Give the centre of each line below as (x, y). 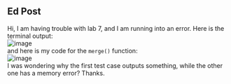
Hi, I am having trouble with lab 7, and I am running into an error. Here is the (116, 28)
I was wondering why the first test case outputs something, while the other (115, 65)
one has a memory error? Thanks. (56, 73)
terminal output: (30, 36)
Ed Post (24, 12)
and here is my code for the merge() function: (72, 50)
